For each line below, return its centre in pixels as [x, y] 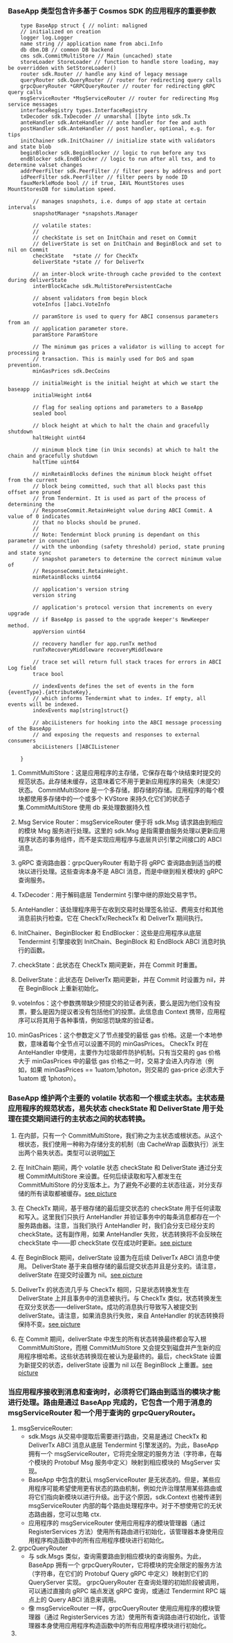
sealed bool [50, 414]
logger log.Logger [47, 38]
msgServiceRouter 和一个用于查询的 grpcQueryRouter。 [104, 1412]
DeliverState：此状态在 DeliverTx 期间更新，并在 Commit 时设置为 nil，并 [121, 980]
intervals [22, 208]
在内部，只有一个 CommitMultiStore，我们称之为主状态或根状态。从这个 [120, 1135]
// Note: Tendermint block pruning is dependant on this [116, 535]
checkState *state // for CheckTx [85, 256]
